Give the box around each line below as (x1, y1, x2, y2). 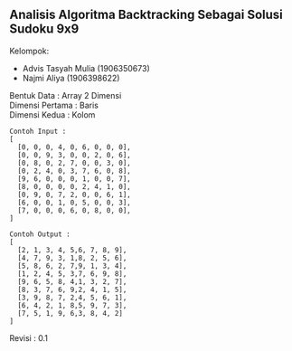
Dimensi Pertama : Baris (9, 100, 99, 110)
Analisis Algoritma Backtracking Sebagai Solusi (9, 7, 283, 23)
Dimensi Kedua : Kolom (9, 109, 96, 120)
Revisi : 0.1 (9, 332, 48, 343)
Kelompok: (9, 45, 50, 56)
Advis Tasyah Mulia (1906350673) (22, 62, 151, 73)
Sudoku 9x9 (9, 22, 80, 37)
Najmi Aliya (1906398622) (22, 72, 120, 83)
